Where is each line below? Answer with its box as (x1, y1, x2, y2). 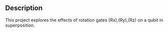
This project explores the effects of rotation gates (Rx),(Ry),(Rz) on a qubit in (5, 17, 163, 23)
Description (5, 4, 43, 12)
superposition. (5, 22, 35, 28)
